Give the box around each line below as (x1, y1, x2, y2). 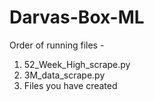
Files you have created (23, 79, 118, 91)
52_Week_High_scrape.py (23, 58, 131, 70)
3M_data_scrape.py (23, 69, 106, 81)
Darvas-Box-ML (9, 6, 145, 29)
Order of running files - (9, 39, 105, 51)
